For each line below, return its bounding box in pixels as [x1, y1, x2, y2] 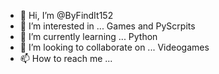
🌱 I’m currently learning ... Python [19, 31, 158, 42]
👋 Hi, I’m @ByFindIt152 [19, 10, 114, 21]
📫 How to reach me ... [19, 53, 113, 64]
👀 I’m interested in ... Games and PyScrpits [19, 20, 196, 32]
